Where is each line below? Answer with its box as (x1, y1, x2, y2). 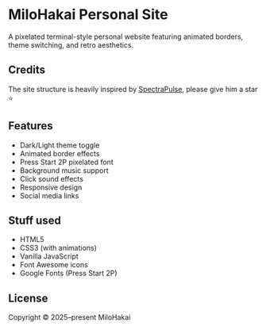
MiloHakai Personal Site (8, 6, 168, 24)
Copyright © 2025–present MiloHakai (8, 313, 131, 322)
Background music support (19, 165, 109, 175)
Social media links (19, 190, 79, 200)
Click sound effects (19, 174, 83, 183)
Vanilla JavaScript (19, 251, 79, 261)
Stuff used (8, 213, 61, 227)
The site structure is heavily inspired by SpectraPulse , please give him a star (8, 84, 258, 94)
